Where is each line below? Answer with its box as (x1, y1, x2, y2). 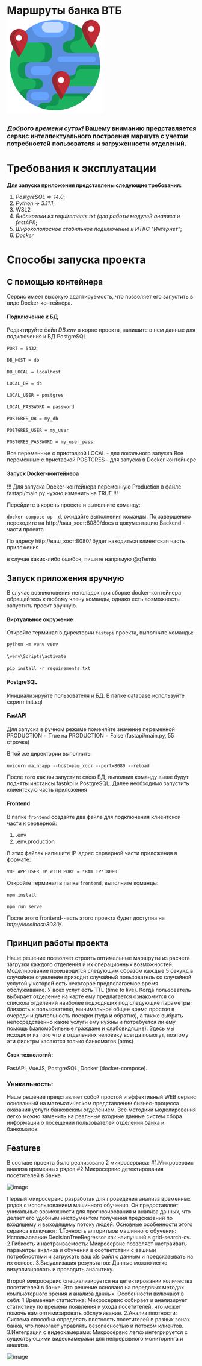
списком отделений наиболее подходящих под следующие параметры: (7, 999, 192, 1006)
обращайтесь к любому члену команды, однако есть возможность (7, 595, 180, 603)
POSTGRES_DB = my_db (7, 416, 59, 422)
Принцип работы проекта (7, 938, 109, 949)
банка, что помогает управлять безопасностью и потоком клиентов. (7, 1322, 184, 1330)
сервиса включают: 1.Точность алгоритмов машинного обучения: (7, 1227, 177, 1235)
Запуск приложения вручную (7, 573, 124, 583)
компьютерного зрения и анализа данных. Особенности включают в (7, 1290, 184, 1297)
